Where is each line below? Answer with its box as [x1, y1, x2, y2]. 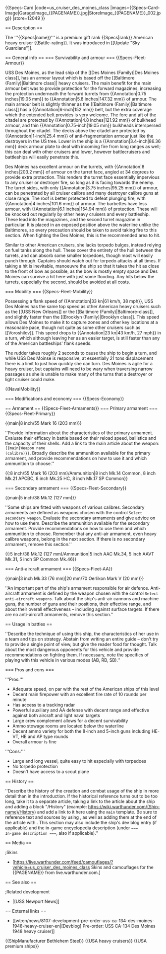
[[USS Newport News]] [12, 898, 59, 904]
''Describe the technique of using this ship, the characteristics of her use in [5, 631, 159, 636]
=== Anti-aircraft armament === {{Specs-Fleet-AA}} [5, 566, 113, 571]
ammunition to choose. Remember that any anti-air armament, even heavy [5, 531, 157, 537]
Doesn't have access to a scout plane [12, 769, 89, 775]
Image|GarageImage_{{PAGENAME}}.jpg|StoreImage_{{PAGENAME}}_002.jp [5, 10, 161, 16]
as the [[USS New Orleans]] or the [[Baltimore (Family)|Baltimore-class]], [5, 309, 155, 315]
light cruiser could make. [5, 377, 56, 382]
